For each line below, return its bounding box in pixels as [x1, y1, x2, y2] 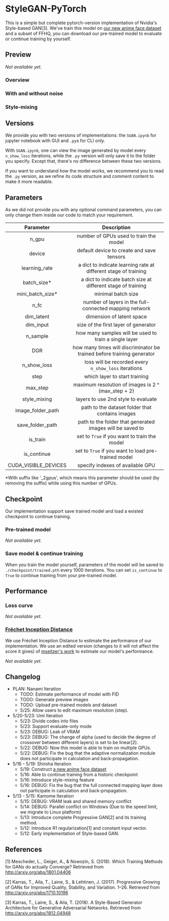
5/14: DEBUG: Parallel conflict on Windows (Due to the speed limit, [20, 804, 158, 810]
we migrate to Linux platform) [20, 809, 81, 815]
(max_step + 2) [98, 388, 135, 395]
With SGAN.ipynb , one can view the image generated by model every [5, 147, 146, 154]
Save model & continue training [5, 550, 83, 557]
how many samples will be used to [75, 330, 157, 337]
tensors [107, 253, 126, 260]
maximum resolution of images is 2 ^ [73, 381, 160, 388]
